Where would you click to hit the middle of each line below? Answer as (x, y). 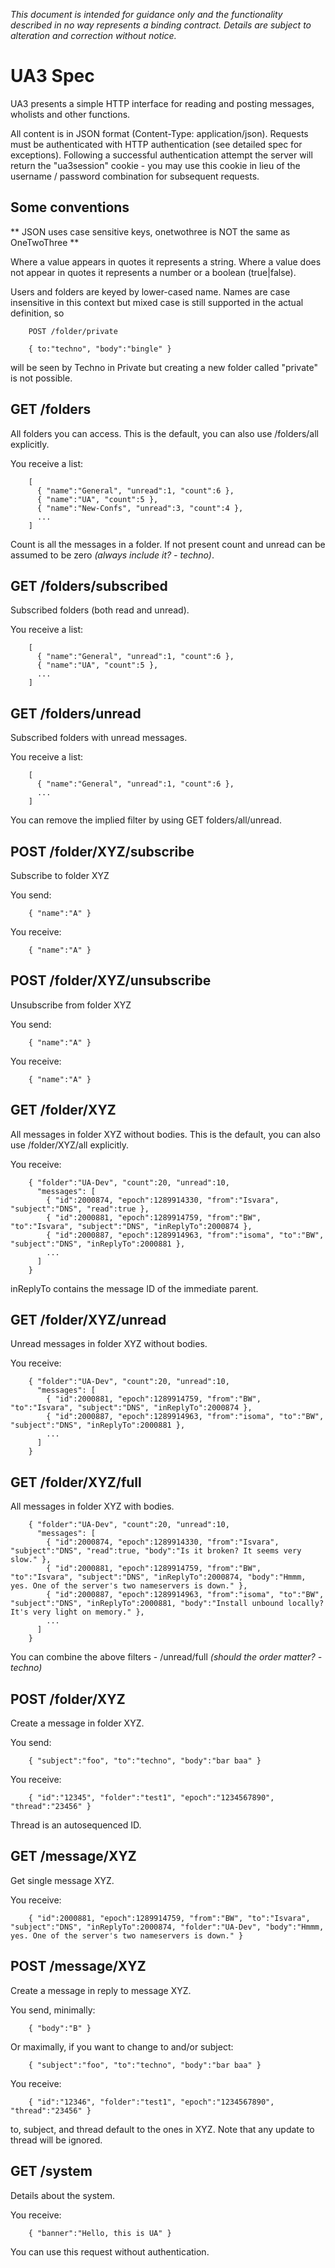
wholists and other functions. (70, 114)
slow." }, (31, 1560)
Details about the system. (63, 2195)
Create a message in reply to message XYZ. (101, 1990)
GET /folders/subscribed (89, 585)
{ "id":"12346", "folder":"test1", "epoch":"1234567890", (151, 2102)
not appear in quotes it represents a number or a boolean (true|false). (153, 272)
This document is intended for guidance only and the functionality (146, 14)
